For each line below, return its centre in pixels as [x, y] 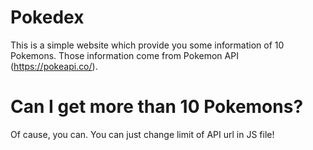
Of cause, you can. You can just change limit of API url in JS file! [142, 134]
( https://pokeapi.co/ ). [54, 66]
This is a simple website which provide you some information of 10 [147, 45]
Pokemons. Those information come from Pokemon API [124, 55]
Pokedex [47, 17]
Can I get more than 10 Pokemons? [157, 107]
